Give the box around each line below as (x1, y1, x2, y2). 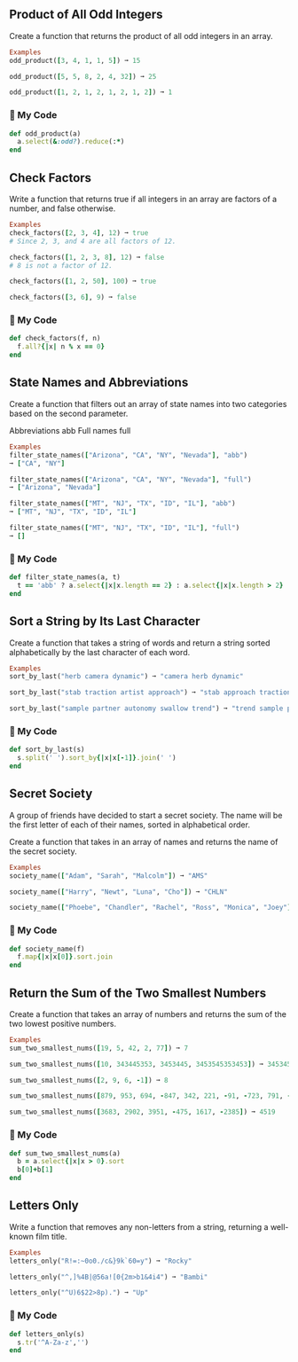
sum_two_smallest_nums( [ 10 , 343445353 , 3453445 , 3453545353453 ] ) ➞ (9, 1060, 264, 1068)
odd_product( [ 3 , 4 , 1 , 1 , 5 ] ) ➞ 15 (9, 56, 141, 65)
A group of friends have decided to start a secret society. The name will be (9, 810, 283, 820)
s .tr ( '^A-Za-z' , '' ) (17, 1338, 90, 1347)
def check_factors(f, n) (9, 334, 101, 343)
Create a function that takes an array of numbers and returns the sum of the (9, 1008, 286, 1019)
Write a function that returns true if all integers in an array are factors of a (9, 194, 278, 205)
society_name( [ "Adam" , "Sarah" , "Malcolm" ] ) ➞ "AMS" (9, 871, 208, 881)
